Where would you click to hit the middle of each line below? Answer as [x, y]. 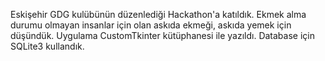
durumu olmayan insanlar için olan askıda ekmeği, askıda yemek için [151, 25]
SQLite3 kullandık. [47, 46]
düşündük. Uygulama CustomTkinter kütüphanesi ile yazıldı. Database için [162, 35]
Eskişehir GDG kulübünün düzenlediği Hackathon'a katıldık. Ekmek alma [158, 14]
